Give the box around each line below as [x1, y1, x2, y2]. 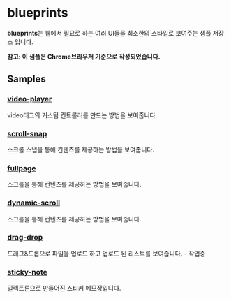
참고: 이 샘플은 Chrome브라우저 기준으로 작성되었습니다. [7, 52, 161, 61]
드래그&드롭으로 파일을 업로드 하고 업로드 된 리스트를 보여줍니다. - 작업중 [7, 249, 206, 258]
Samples [7, 73, 47, 85]
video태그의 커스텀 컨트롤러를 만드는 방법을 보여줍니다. [7, 110, 158, 119]
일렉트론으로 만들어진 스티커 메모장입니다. [7, 284, 121, 293]
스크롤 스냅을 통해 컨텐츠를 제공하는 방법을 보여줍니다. [7, 145, 155, 154]
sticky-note [7, 267, 47, 277]
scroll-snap [7, 129, 47, 138]
